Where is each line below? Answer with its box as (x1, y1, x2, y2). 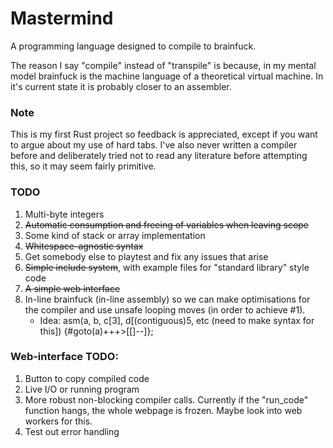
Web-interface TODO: (10, 350, 119, 364)
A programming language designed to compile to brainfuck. (10, 40, 257, 52)
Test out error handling (24, 425, 120, 437)
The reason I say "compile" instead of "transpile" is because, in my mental (10, 59, 317, 71)
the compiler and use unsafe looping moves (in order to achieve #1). (24, 303, 306, 316)
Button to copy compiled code (24, 372, 150, 384)
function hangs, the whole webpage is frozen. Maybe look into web (24, 404, 303, 416)
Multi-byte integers (24, 208, 105, 220)
